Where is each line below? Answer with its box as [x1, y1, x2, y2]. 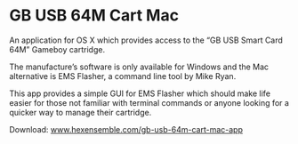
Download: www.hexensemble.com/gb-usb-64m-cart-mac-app [9, 124, 243, 134]
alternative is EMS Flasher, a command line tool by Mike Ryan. [9, 70, 237, 81]
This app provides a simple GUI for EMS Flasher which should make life [9, 88, 271, 99]
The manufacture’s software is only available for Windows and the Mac [9, 61, 270, 72]
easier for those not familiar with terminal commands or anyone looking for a [9, 97, 289, 108]
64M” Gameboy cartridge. [9, 44, 105, 54]
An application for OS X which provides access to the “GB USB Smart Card [9, 35, 283, 45]
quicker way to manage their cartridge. [9, 107, 152, 117]
